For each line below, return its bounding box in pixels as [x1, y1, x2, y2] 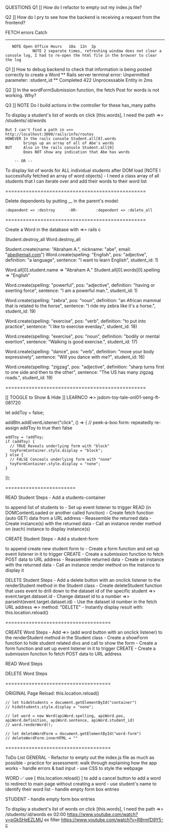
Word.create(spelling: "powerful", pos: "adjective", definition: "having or [5, 282, 155, 288]
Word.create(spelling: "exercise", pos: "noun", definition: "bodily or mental [5, 333, 160, 339]
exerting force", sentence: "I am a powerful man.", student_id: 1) [5, 287, 138, 293]
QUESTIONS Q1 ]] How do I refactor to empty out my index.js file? [5, 5, 142, 10]
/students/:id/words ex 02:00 [5, 811, 66, 817]
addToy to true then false [20, 425, 72, 431]
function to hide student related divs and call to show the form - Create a [5, 640, 157, 646]
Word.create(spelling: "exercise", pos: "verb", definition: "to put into [5, 318, 146, 324]
